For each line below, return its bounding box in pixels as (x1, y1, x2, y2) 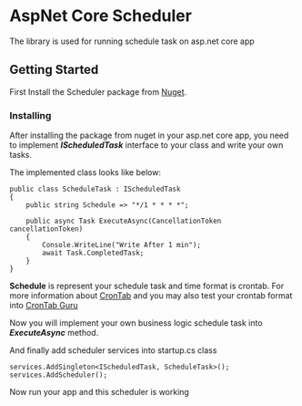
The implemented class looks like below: (9, 167, 162, 178)
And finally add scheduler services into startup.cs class (9, 345, 217, 356)
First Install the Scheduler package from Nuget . (9, 86, 187, 97)
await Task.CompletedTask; (42, 248, 145, 258)
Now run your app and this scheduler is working (9, 387, 189, 398)
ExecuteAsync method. (9, 328, 99, 338)
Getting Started (9, 62, 99, 78)
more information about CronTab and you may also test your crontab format (9, 290, 293, 301)
